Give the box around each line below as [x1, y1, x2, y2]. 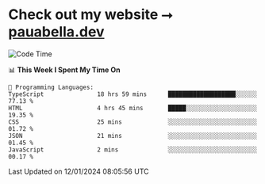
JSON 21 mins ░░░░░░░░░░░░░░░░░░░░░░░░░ [8, 132, 258, 140]
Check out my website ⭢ [8, 6, 173, 24]
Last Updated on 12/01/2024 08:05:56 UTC [8, 167, 149, 176]
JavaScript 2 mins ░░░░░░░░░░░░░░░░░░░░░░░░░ [8, 145, 258, 154]
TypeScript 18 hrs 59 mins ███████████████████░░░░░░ [8, 90, 258, 98]
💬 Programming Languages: [8, 83, 94, 91]
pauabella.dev [8, 23, 105, 41]
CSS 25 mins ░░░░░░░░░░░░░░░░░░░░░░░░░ [8, 117, 258, 126]
